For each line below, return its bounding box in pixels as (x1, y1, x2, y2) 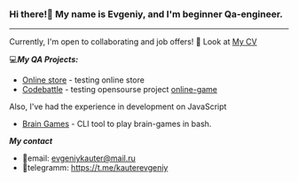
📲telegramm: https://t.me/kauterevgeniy (21, 162, 169, 173)
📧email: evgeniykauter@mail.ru (21, 153, 136, 163)
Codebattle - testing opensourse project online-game (21, 84, 218, 95)
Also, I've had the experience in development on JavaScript (9, 101, 227, 112)
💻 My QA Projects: (9, 54, 79, 65)
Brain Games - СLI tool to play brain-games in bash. (21, 119, 212, 130)
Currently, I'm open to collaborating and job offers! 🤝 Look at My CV (9, 36, 257, 47)
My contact (9, 136, 53, 146)
